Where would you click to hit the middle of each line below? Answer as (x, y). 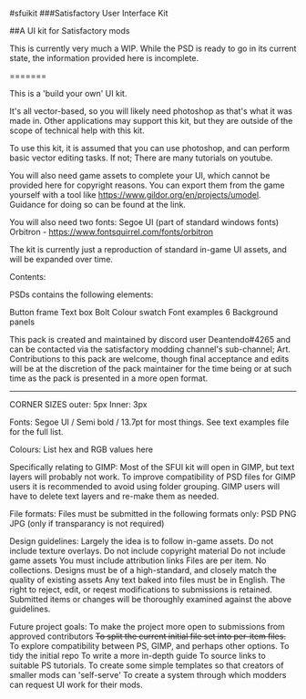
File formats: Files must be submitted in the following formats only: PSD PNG (153, 514)
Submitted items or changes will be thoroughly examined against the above (151, 599)
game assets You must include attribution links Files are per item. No (138, 560)
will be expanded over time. (61, 259)
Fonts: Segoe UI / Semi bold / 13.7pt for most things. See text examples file (149, 422)
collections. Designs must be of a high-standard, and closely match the (143, 570)
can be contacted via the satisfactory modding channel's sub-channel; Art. (150, 349)
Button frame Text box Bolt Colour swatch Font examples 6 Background (144, 312)
